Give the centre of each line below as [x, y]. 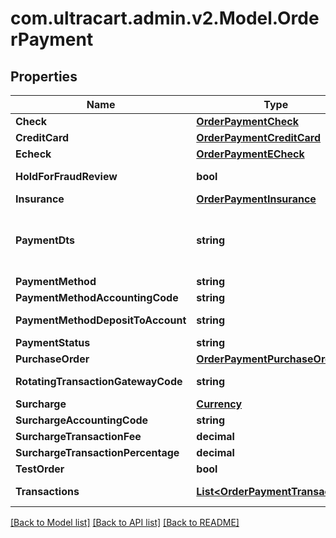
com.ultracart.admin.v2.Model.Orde [165, 18]
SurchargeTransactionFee [78, 436]
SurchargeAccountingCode [82, 420]
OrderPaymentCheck [247, 121]
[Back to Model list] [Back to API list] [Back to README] [125, 522]
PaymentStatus [53, 342]
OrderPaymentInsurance [256, 199]
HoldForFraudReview [66, 176]
